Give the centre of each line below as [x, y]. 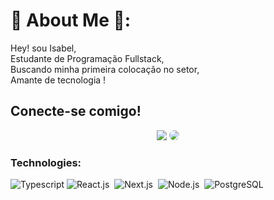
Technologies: [46, 162]
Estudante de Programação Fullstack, [87, 58]
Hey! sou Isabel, [43, 48]
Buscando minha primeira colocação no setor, [105, 69]
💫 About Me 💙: [71, 20]
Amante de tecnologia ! [58, 80]
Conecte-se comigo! [76, 111]
